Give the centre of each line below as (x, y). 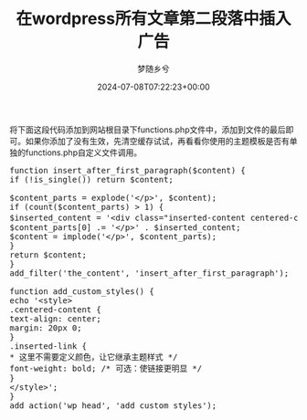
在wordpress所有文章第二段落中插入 (153, 19)
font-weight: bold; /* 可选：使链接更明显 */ (106, 368)
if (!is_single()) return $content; (91, 179)
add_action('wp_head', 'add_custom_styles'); (113, 405)
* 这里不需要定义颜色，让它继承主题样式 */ (94, 357)
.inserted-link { (48, 346)
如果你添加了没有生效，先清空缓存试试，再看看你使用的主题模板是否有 (157, 141)
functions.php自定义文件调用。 (84, 152)
